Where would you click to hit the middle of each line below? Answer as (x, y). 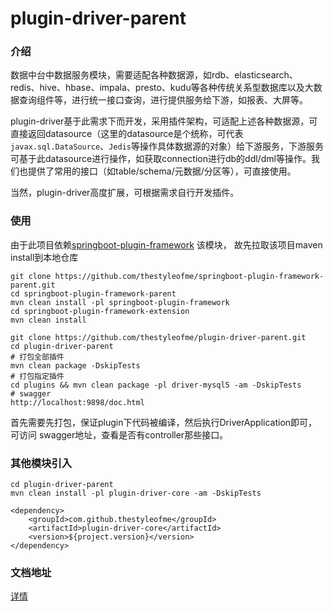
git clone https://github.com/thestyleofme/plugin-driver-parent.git (158, 337)
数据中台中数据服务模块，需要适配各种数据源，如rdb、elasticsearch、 (154, 75)
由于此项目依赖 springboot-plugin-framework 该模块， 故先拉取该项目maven (166, 244)
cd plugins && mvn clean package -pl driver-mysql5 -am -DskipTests (156, 385)
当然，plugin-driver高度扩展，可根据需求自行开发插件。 (125, 193)
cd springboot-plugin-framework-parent (93, 293)
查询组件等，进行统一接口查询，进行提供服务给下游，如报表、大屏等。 (163, 100)
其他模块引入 (41, 463)
